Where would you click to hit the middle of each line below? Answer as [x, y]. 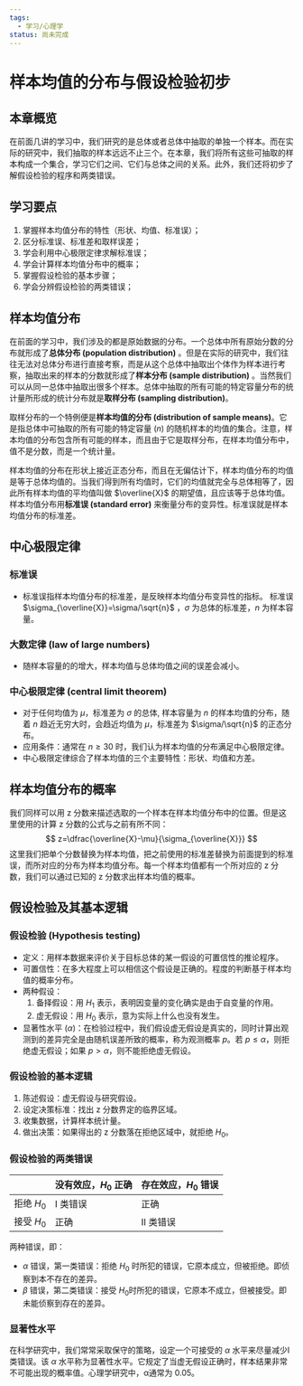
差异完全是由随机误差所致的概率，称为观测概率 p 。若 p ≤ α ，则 [164, 1040]
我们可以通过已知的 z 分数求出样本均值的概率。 [112, 877]
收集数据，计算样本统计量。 [74, 1120]
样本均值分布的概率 [63, 789]
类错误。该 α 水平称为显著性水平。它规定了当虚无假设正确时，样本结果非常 [149, 1362]
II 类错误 [158, 1222]
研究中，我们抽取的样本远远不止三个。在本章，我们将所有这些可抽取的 [155, 153]
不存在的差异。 [74, 1279]
